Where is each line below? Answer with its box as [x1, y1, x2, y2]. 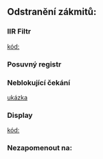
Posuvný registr [7, 59, 62, 69]
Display [7, 110, 33, 120]
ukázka [7, 93, 28, 101]
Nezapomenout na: [7, 143, 73, 153]
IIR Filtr [7, 27, 32, 36]
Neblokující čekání [7, 77, 71, 87]
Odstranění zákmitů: [7, 6, 97, 18]
